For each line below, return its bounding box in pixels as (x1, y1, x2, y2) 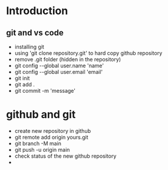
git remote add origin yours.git (14, 133, 88, 140)
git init (14, 75, 30, 81)
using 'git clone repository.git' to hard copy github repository (14, 50, 163, 57)
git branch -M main (14, 140, 62, 147)
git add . (14, 81, 35, 88)
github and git (6, 108, 76, 122)
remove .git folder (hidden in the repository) (14, 56, 121, 63)
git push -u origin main (14, 146, 70, 153)
